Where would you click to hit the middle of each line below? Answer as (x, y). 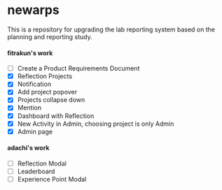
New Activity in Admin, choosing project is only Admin (96, 124)
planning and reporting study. (50, 36)
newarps (33, 10)
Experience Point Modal (52, 180)
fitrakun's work (30, 53)
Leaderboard (36, 171)
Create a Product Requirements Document (78, 68)
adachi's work (28, 148)
